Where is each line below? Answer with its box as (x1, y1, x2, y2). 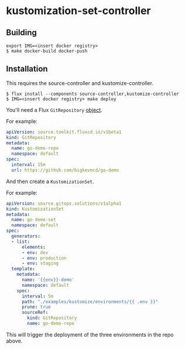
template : (11, 266, 35, 272)
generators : (11, 233, 41, 239)
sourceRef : (21, 310, 49, 316)
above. (6, 337, 23, 344)
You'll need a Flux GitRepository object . (6, 106, 102, 113)
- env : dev (21, 249, 49, 256)
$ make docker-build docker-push (6, 48, 88, 54)
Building (6, 28, 37, 38)
